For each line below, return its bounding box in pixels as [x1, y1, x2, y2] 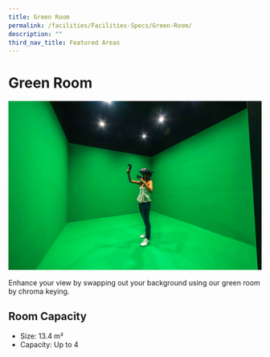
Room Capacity [8, 310, 87, 323]
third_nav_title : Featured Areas [8, 39, 121, 47]
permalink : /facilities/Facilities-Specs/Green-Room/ [8, 21, 193, 30]
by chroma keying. [8, 286, 70, 296]
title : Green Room [8, 13, 70, 21]
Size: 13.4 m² [19, 330, 64, 341]
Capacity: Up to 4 [19, 339, 79, 349]
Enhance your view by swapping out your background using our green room [8, 277, 261, 287]
